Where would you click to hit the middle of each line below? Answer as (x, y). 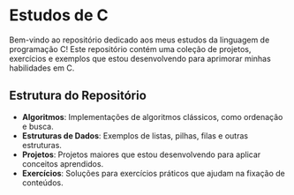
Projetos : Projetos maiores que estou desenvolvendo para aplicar (141, 154)
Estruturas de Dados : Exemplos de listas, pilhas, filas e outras (135, 135)
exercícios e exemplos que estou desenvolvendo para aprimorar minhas (140, 58)
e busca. (38, 126)
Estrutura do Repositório (78, 96)
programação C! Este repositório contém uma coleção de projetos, (130, 49)
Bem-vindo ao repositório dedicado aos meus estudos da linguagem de (139, 40)
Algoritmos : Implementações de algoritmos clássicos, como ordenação (152, 116)
